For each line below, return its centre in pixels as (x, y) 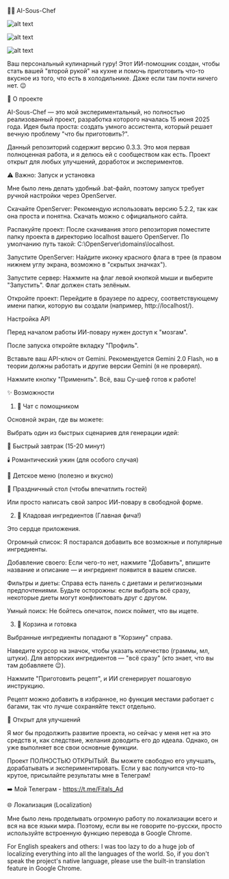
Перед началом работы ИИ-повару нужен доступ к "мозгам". (97, 332)
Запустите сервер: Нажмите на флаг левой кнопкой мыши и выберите (110, 278)
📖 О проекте (25, 99)
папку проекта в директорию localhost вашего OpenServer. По (98, 237)
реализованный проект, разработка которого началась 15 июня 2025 (109, 119)
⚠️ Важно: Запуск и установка (51, 175)
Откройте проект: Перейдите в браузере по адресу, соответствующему (113, 298)
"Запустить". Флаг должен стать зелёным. (69, 285)
